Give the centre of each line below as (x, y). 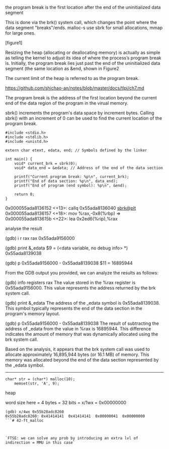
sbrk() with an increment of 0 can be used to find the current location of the (84, 118)
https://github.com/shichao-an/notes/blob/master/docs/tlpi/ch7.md (75, 88)
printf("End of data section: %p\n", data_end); (66, 181)
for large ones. (20, 33)
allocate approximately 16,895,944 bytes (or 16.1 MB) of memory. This (77, 354)
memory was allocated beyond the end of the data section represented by (82, 360)
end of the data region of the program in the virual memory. (67, 103)
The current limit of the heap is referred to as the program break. (72, 78)
